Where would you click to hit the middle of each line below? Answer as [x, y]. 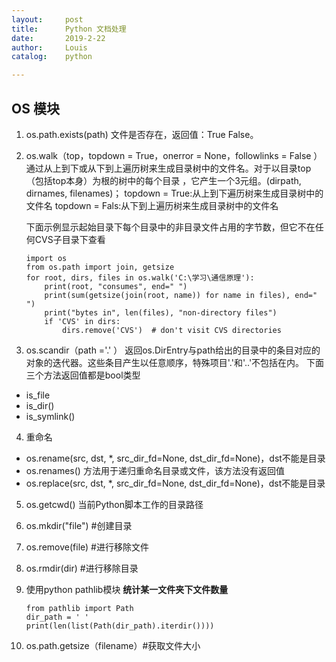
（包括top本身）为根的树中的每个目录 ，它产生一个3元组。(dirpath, [163, 180]
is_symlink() [50, 416]
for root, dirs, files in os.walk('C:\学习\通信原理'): [140, 277]
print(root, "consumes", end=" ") [116, 286]
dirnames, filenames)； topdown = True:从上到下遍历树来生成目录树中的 [174, 193]
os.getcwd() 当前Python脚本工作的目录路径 [114, 504]
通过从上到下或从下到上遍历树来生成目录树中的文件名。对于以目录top [168, 168]
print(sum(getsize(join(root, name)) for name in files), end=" [181, 295]
